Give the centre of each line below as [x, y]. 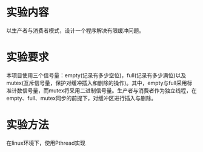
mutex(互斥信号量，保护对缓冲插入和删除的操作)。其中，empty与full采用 [97, 83]
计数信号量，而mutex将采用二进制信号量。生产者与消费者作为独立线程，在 [104, 90]
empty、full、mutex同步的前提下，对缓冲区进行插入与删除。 [82, 98]
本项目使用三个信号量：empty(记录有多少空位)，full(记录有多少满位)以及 [96, 75]
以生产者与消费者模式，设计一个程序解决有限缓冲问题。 [75, 30]
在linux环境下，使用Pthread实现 [46, 143]
